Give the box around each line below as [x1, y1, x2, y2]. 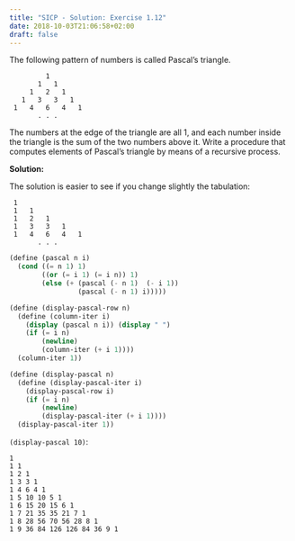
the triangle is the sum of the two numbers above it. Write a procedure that [9, 137, 286, 148]
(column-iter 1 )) [17, 354, 83, 363]
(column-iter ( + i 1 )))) [41, 346, 135, 355]
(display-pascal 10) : [9, 437, 89, 446]
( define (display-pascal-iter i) [17, 378, 143, 387]
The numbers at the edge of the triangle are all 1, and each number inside [9, 127, 282, 138]
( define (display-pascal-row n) [9, 303, 130, 312]
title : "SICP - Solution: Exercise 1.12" [9, 13, 167, 23]
